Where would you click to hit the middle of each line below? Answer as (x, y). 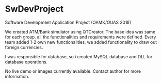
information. (17, 76)
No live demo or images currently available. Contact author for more (73, 71)
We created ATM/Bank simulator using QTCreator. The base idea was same (80, 32)
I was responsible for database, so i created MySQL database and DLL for (79, 56)
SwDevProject (34, 9)
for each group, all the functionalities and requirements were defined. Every (81, 37)
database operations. (26, 62)
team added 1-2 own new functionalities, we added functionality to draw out (81, 42)
